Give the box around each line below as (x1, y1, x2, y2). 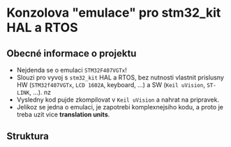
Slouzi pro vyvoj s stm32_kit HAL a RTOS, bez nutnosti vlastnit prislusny (16, 73, 224, 82)
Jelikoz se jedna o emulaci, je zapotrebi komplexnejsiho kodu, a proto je (16, 103, 224, 111)
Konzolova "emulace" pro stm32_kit (6, 5, 221, 21)
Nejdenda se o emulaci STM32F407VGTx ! (16, 66, 127, 74)
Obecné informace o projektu (6, 47, 137, 59)
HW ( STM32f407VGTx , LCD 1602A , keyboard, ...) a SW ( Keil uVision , (16, 81, 205, 88)
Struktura (6, 130, 50, 142)
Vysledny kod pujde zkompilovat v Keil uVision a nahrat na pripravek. (16, 95, 220, 104)
